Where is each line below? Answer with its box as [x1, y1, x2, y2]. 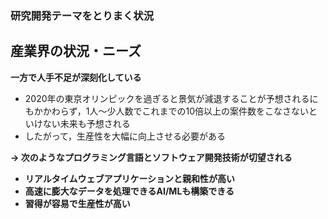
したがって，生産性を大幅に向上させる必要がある [24, 130, 227, 142]
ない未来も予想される [42, 117, 131, 129]
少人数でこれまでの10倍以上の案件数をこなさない [106, 105, 310, 117]
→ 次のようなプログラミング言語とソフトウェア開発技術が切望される [10, 151, 293, 163]
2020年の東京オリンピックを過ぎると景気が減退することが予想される [24, 92, 310, 104]
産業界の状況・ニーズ [10, 43, 142, 60]
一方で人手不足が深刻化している [10, 71, 142, 83]
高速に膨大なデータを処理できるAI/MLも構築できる [24, 185, 235, 197]
